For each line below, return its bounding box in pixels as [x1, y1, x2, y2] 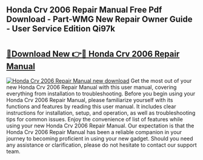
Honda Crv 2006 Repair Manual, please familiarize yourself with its [6, 97, 173, 103]
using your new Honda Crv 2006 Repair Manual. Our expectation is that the [6, 122, 195, 129]
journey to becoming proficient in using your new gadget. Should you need [6, 135, 193, 142]
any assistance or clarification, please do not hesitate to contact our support [6, 141, 197, 149]
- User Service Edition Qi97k [6, 24, 115, 34]
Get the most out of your [130, 77, 192, 84]
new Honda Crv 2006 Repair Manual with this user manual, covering [6, 84, 177, 91]
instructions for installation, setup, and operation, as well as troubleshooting [6, 109, 196, 117]
